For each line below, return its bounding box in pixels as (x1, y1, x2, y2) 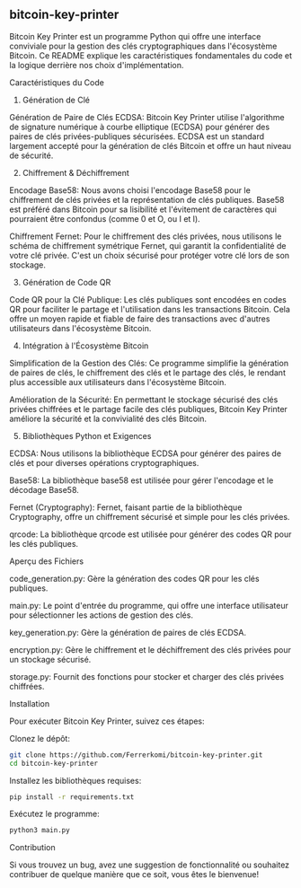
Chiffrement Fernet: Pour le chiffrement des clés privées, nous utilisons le (9, 231, 282, 242)
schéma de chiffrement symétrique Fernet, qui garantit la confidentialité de (9, 240, 287, 251)
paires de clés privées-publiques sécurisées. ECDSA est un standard (9, 130, 265, 142)
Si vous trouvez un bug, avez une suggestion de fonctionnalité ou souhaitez (9, 859, 290, 870)
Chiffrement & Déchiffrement (22, 167, 130, 178)
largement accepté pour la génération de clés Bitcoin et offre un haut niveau (9, 140, 292, 151)
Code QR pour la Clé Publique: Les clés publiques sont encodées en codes (9, 294, 288, 304)
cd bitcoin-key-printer (9, 759, 99, 768)
